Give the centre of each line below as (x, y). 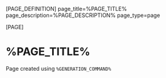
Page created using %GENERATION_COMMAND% (58, 68)
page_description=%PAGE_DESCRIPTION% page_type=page (83, 15)
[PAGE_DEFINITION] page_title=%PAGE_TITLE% (66, 9)
